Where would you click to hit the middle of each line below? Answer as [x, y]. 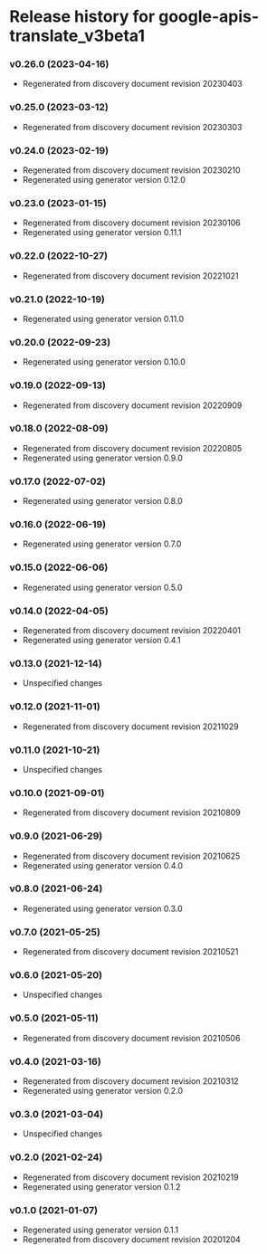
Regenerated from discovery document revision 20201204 [132, 1239]
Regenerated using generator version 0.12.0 [104, 180]
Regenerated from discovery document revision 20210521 [130, 952]
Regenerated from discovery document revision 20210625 [131, 856]
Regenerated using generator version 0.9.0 [103, 458]
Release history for [82, 17]
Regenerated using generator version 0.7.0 [102, 544]
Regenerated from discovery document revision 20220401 [132, 631]
